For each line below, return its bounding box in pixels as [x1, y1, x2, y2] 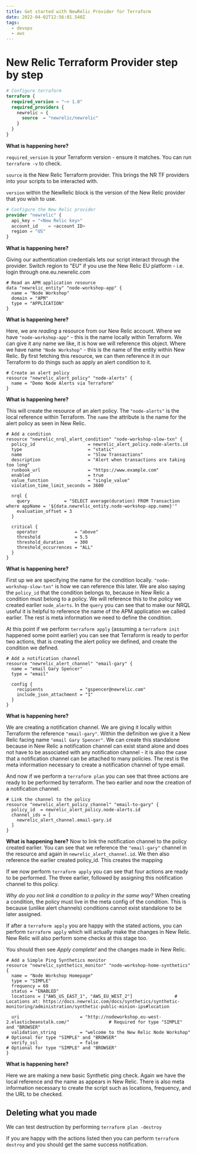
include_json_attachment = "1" [16, 692, 94, 698]
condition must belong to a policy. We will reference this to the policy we [6, 595, 182, 602]
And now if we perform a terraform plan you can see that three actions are [6, 772, 189, 780]
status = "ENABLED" [11, 989, 59, 994]
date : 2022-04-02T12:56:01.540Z [6, 14, 85, 20]
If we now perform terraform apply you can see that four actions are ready [6, 868, 188, 875]
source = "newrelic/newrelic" [21, 115, 99, 121]
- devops [11, 25, 33, 31]
